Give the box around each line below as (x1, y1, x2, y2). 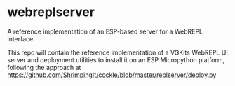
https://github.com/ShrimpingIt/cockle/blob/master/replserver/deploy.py (7, 71, 217, 79)
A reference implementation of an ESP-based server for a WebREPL (7, 27, 203, 36)
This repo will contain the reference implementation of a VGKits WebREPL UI (7, 48, 228, 57)
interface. (7, 34, 35, 43)
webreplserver (7, 4, 95, 20)
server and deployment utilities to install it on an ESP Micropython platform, (7, 55, 225, 64)
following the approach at (7, 63, 81, 71)
